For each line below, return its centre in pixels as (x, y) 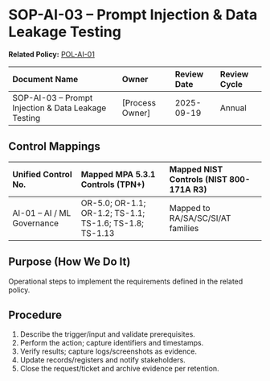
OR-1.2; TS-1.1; (113, 213)
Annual (233, 108)
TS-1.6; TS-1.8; (112, 223)
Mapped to (190, 208)
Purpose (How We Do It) (70, 262)
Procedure (35, 315)
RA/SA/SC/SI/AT (200, 217)
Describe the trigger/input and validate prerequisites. (107, 334)
